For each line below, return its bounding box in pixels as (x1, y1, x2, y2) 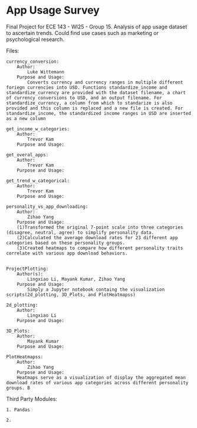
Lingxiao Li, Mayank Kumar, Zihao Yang (27, 276, 126, 282)
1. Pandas (6, 407, 31, 413)
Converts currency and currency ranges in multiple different (27, 79, 183, 85)
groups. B (6, 385, 31, 391)
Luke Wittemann (27, 69, 65, 75)
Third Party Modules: (6, 395, 58, 403)
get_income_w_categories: (6, 125, 70, 132)
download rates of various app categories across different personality (6, 379, 189, 385)
